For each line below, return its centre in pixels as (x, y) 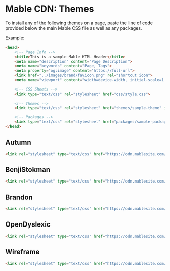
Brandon (19, 197)
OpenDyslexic (28, 225)
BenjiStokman (28, 170)
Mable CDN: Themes (50, 9)
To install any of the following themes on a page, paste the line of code (79, 23)
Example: (15, 38)
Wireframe (23, 252)
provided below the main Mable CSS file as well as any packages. (74, 28)
